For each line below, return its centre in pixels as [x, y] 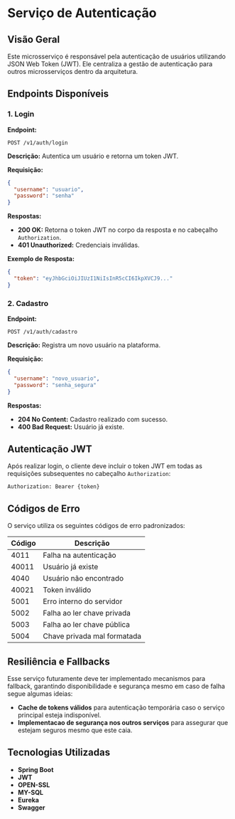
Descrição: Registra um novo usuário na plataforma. [84, 345]
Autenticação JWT [50, 449]
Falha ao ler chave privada [87, 613]
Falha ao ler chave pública [86, 625]
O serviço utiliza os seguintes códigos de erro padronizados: [97, 526]
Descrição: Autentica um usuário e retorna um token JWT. [93, 156]
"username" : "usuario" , [49, 189]
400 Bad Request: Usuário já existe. [71, 427]
